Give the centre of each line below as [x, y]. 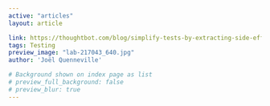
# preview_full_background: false [66, 82]
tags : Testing [32, 45]
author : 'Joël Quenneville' [55, 60]
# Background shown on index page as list [80, 75]
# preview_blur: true [45, 89]
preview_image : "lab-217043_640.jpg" [72, 53]
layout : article [35, 23]
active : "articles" [41, 16]
